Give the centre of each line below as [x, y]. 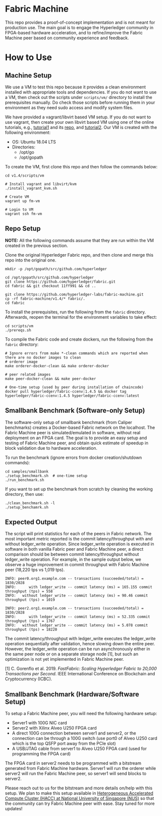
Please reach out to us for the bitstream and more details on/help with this [79, 788]
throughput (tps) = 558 [29, 591]
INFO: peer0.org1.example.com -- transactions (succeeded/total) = [74, 579]
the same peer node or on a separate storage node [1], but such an [72, 654]
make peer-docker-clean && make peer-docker [51, 379]
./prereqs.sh [18, 330]
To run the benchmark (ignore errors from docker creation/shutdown [74, 457]
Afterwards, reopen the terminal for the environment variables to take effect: [81, 317]
